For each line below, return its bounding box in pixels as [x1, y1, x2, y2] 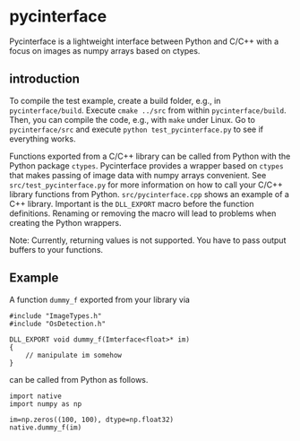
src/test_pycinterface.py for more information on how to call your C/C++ [9, 179, 284, 190]
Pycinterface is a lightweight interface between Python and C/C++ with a [9, 36, 279, 47]
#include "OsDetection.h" [9, 319, 106, 328]
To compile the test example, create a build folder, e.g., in [9, 95, 221, 106]
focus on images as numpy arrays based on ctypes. [9, 45, 201, 56]
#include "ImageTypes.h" [9, 311, 102, 320]
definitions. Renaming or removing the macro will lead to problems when [9, 208, 277, 219]
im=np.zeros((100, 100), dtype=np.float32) [9, 415, 175, 424]
